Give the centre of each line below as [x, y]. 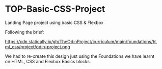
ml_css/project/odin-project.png [38, 46]
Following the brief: [25, 32]
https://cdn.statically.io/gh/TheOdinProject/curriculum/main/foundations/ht [81, 41]
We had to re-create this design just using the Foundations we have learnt [80, 56]
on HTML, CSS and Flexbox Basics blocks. [48, 61]
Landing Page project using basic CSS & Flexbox [54, 23]
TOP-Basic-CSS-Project [55, 9]
